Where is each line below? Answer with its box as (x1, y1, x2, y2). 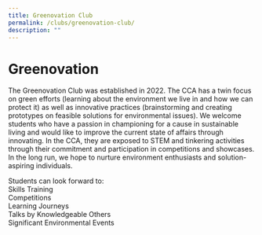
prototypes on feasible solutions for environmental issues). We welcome (8, 111, 242, 120)
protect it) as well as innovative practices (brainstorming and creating (8, 103, 233, 112)
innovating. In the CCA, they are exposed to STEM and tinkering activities (8, 136, 245, 145)
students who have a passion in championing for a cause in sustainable (8, 119, 239, 129)
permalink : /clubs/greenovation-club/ (8, 19, 135, 27)
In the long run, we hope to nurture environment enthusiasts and (8, 152, 217, 162)
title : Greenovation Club (8, 11, 93, 20)
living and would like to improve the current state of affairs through (8, 127, 224, 138)
